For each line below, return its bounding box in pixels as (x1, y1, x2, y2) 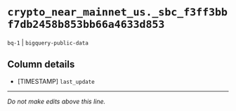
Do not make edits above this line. (7, 97, 106, 105)
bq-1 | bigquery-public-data (7, 38, 89, 47)
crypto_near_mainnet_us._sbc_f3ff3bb (7, 6, 228, 19)
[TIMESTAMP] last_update (17, 77, 95, 85)
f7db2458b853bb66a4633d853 (7, 18, 165, 31)
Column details (7, 59, 75, 71)
